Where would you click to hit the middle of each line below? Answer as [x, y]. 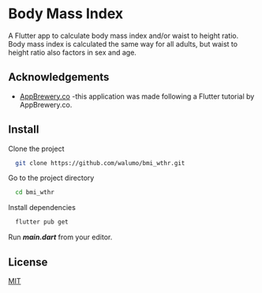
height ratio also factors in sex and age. [72, 52]
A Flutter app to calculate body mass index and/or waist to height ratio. [124, 36]
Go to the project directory [51, 178]
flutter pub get [42, 222]
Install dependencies [42, 208]
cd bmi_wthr [35, 193]
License [28, 262]
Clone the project [36, 148]
